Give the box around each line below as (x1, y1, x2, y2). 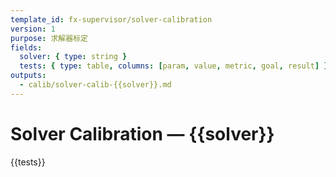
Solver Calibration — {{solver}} (10, 122, 275, 145)
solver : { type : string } (19, 52, 128, 62)
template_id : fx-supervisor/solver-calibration (10, 14, 213, 25)
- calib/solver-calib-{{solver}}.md (19, 80, 172, 90)
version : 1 (10, 24, 56, 34)
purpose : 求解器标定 (10, 33, 88, 43)
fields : (10, 42, 43, 53)
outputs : (10, 71, 47, 81)
